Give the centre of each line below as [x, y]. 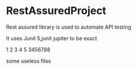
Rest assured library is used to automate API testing [68, 27]
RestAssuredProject [56, 11]
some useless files [29, 61]
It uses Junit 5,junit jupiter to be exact [51, 38]
